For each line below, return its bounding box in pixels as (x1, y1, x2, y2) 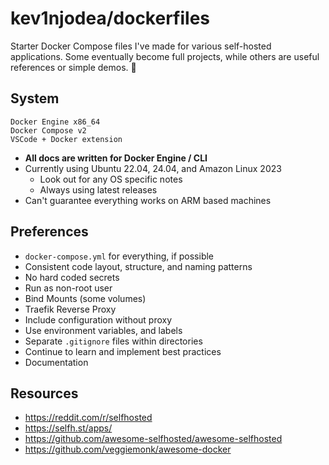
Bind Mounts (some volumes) (24, 292, 147, 304)
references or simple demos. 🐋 (10, 61, 137, 73)
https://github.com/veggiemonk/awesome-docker (24, 443, 232, 456)
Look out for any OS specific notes (39, 173, 183, 185)
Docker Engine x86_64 (10, 117, 101, 127)
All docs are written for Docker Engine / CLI (24, 152, 208, 164)
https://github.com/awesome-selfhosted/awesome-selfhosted (24, 433, 283, 445)
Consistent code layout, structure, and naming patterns (24, 260, 253, 272)
